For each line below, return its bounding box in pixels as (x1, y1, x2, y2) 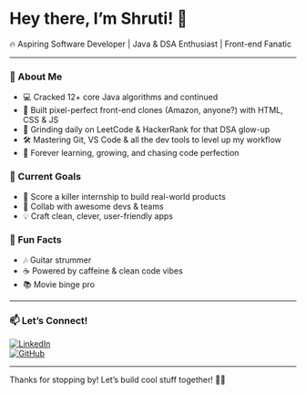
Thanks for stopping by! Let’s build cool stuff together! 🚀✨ (9, 374, 226, 386)
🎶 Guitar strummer (22, 254, 92, 265)
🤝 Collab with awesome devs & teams (22, 201, 164, 212)
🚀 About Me (9, 70, 63, 83)
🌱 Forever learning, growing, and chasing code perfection (22, 148, 240, 159)
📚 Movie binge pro (22, 278, 96, 290)
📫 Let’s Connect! (9, 314, 88, 327)
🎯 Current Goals (9, 171, 82, 183)
